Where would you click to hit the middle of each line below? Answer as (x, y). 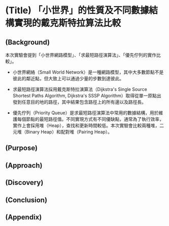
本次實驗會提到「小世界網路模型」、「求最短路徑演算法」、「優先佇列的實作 (81, 55)
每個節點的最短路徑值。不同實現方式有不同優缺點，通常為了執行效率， (90, 119)
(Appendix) (24, 217)
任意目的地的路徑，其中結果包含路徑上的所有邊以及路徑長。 (84, 102)
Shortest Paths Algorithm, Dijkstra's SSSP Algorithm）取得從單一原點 (85, 95)
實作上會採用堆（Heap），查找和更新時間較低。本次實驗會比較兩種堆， (86, 125)
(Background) (27, 42)
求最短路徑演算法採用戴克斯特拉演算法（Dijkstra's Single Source (80, 89)
